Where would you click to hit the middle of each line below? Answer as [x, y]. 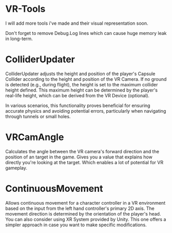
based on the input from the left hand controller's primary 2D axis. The [80, 208]
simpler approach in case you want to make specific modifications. [76, 225]
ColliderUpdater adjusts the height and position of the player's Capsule [80, 74]
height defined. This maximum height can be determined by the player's [82, 90]
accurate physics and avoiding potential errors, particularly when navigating [86, 111]
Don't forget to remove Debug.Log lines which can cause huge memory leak [86, 33]
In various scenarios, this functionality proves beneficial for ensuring [78, 105]
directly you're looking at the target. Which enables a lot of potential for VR [84, 162]
